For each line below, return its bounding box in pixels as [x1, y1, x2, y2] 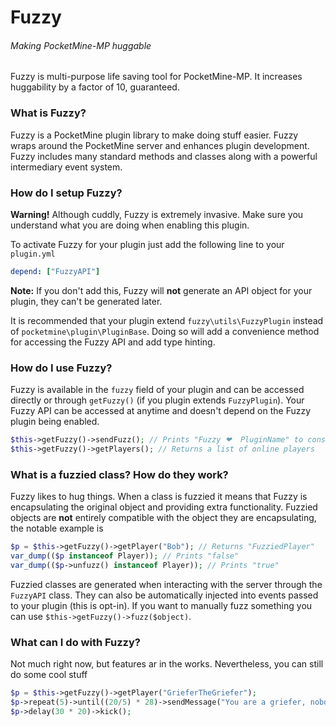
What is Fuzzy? [10, 106, 87, 120]
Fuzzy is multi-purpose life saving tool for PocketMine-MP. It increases [10, 71, 303, 83]
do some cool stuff [10, 669, 88, 681]
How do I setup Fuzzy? [10, 186, 123, 200]
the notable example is [10, 522, 104, 535]
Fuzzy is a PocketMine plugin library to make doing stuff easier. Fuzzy [10, 129, 299, 141]
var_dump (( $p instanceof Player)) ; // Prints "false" [10, 551, 240, 561]
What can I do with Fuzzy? [10, 635, 141, 649]
